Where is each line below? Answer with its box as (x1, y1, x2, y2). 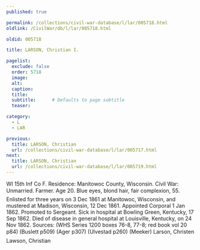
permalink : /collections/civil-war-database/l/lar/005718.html (6, 19, 168, 26)
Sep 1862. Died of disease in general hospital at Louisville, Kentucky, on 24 (6, 214, 192, 222)
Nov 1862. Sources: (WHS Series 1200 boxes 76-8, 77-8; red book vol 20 (6, 221, 187, 228)
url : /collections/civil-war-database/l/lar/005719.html (11, 164, 157, 170)
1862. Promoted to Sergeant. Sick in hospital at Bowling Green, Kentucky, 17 (6, 208, 194, 216)
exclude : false (11, 64, 50, 70)
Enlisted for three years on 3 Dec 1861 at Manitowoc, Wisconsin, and (6, 195, 176, 202)
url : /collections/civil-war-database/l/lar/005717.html (11, 147, 157, 153)
